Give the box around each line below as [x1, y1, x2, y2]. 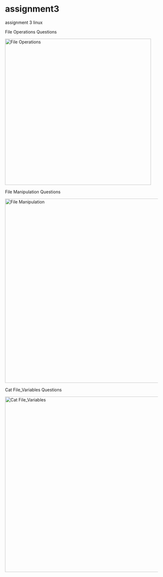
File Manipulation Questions [5, 189, 61, 195]
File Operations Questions [5, 29, 57, 35]
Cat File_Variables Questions [5, 387, 62, 393]
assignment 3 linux [5, 19, 43, 25]
